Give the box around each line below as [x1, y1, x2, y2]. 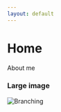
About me [7, 64, 35, 72]
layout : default [7, 10, 54, 17]
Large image [7, 81, 50, 91]
